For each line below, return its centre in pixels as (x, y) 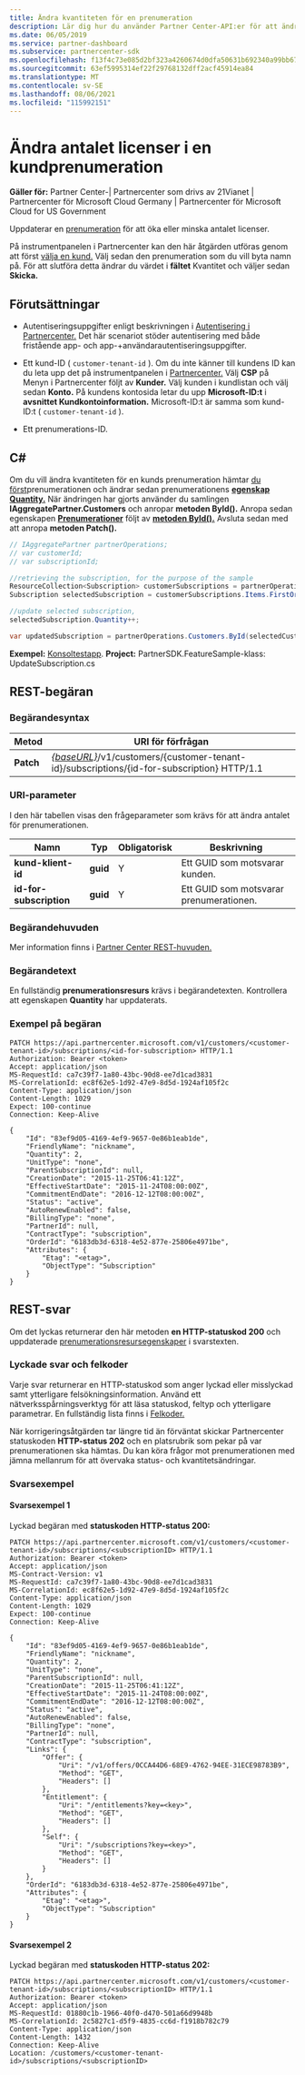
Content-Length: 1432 (50, 2038)
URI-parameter (43, 795)
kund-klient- (44, 863)
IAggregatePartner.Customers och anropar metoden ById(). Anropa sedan (151, 508)
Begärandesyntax (49, 718)
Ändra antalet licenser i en (110, 147)
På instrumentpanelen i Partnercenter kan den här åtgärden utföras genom (149, 247)
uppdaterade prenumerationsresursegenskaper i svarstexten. (124, 1341)
